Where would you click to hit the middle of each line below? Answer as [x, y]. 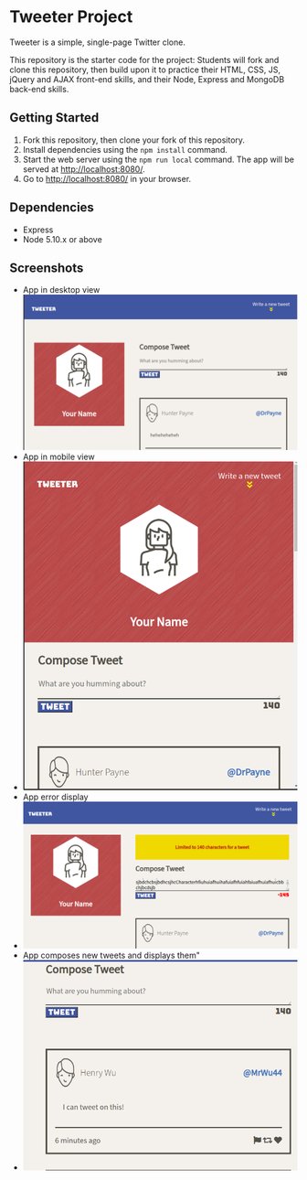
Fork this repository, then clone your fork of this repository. [133, 140]
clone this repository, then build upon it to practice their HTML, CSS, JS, [145, 70]
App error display [55, 797]
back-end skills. [39, 89]
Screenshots [47, 268]
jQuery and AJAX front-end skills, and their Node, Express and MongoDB [147, 79]
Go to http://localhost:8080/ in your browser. [107, 178]
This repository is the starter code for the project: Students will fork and [144, 59]
